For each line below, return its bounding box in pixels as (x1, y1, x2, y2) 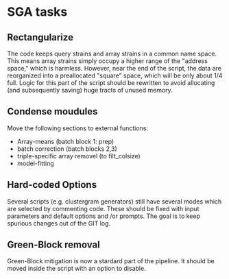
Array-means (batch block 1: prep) (16, 137, 114, 145)
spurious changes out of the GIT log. (7, 219, 111, 227)
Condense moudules (7, 106, 98, 117)
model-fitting (16, 159, 54, 167)
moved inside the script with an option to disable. (7, 265, 146, 273)
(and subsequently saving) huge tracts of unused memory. (7, 86, 173, 94)
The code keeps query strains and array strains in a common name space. (7, 49, 217, 58)
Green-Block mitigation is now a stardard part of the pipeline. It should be (7, 257, 215, 265)
